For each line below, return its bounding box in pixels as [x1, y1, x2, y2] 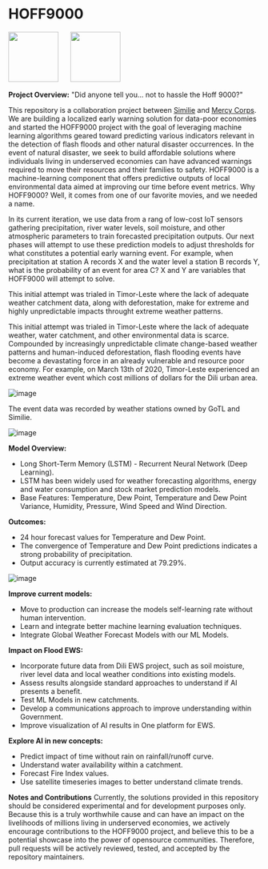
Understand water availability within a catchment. [19, 759, 183, 769]
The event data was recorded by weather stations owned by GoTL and [8, 403, 240, 413]
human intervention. [19, 613, 86, 623]
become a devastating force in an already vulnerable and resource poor [8, 355, 245, 365]
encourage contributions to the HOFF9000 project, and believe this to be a [8, 826, 254, 836]
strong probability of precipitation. [19, 549, 133, 559]
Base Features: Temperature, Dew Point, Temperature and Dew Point [19, 493, 247, 503]
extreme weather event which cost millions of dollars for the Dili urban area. [8, 373, 258, 382]
